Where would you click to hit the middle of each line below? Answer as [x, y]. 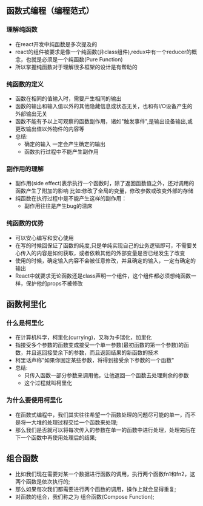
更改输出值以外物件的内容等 [50, 129]
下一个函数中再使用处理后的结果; [56, 437]
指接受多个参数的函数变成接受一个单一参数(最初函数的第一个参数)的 [99, 345]
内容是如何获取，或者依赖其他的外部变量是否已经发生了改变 [111, 253]
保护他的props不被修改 [54, 283]
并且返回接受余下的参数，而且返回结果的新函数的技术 [92, 353]
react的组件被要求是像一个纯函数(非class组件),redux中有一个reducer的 [103, 52]
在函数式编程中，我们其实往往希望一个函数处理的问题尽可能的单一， [100, 414]
